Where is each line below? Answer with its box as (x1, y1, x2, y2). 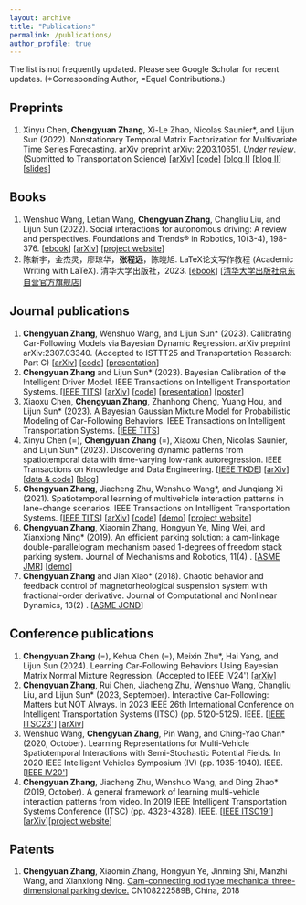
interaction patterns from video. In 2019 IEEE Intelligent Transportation (22, 795, 288, 806)
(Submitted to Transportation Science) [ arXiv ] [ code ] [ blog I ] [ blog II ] (22, 153, 281, 164)
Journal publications (9, 303, 130, 320)
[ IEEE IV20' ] (22, 766, 69, 777)
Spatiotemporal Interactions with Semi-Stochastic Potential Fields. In (22, 747, 281, 758)
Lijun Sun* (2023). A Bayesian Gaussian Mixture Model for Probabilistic (22, 405, 291, 416)
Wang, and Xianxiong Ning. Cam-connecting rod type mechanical (22, 876, 270, 887)
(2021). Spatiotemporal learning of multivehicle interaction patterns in (22, 492, 285, 503)
